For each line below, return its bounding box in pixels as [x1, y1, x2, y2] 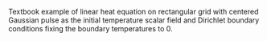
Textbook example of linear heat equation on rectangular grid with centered [8, 7, 259, 16]
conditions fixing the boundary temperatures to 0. [8, 24, 173, 33]
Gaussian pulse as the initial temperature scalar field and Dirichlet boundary [8, 15, 260, 25]
